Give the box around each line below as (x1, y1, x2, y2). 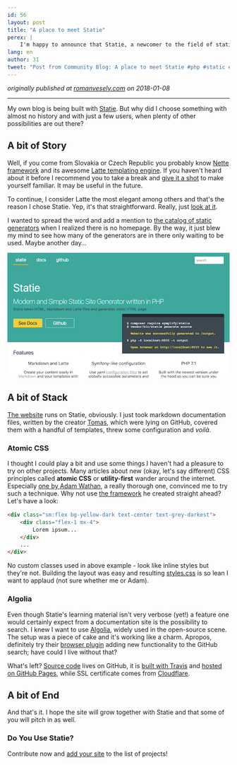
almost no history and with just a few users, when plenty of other (7, 112, 196, 120)
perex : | (7, 34, 33, 41)
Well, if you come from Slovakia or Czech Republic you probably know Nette (7, 158, 229, 167)
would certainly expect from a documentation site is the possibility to (7, 617, 208, 626)
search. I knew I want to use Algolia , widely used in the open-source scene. (7, 625, 227, 633)
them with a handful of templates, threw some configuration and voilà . (7, 425, 212, 434)
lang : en (7, 49, 33, 56)
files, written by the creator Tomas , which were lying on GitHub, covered (7, 418, 218, 426)
